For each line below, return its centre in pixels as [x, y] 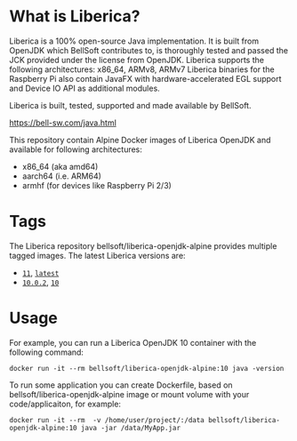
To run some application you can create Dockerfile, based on [121, 385]
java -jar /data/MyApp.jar [130, 428]
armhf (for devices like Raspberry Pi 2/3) [96, 185]
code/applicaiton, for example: [65, 404]
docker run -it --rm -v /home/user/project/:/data [107, 420]
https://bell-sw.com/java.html [63, 123]
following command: [47, 352]
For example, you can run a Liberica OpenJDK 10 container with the [133, 342]
